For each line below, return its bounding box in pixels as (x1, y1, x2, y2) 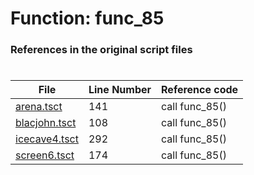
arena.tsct (15, 100, 63, 114)
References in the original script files (10, 43, 193, 57)
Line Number (88, 83, 152, 97)
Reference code (161, 83, 239, 97)
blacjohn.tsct (15, 116, 77, 130)
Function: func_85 (10, 7, 165, 30)
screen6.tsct (15, 148, 75, 162)
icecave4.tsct (15, 132, 79, 146)
